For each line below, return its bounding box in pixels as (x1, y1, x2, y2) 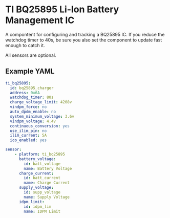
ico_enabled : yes (10, 138, 47, 143)
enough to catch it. (5, 42, 45, 48)
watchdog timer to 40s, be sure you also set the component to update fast (5, 37, 162, 43)
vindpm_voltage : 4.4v (10, 119, 56, 124)
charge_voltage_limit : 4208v (10, 100, 72, 105)
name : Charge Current (24, 180, 70, 185)
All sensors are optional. (5, 52, 56, 58)
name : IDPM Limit (24, 209, 60, 214)
